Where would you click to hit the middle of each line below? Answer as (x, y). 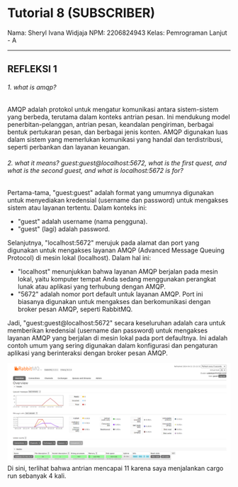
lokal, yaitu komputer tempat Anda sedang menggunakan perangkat (117, 279)
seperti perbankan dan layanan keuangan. (69, 147)
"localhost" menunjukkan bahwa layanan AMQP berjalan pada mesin (118, 272)
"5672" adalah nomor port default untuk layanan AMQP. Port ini (110, 294)
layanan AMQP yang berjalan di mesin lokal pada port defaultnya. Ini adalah (118, 337)
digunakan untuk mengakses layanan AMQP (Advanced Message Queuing (116, 250)
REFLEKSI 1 (33, 69)
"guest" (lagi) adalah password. (64, 229)
